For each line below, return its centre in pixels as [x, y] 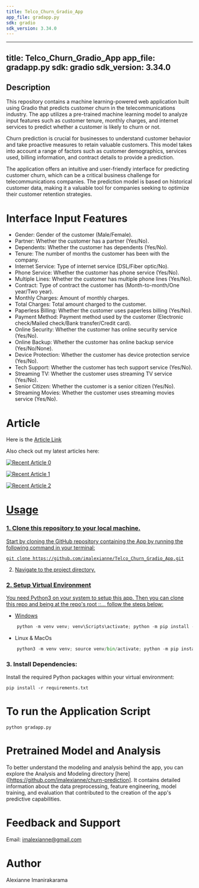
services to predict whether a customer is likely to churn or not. [84, 127]
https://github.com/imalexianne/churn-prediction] [70, 780]
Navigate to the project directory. [55, 569]
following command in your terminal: [51, 547]
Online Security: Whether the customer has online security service [96, 330]
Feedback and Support [63, 823]
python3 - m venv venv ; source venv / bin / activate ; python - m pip [98, 649]
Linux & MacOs [33, 638]
